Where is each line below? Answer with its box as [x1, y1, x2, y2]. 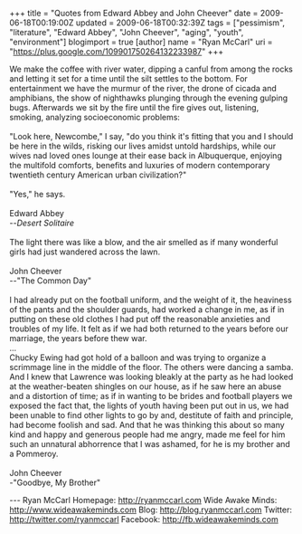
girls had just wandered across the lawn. [9, 246, 161, 257]
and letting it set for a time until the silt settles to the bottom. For [9, 73, 249, 84]
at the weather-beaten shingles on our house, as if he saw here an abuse [9, 381, 282, 392]
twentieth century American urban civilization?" [9, 169, 187, 180]
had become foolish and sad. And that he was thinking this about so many [9, 420, 285, 430]
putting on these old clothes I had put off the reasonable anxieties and [9, 314, 271, 324]
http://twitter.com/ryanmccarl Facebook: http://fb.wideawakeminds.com [9, 514, 278, 524]
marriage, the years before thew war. [9, 333, 147, 343]
